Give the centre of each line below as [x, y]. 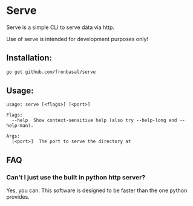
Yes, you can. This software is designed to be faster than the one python [97, 190]
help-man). [20, 126]
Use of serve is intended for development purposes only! [77, 39]
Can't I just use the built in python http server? [76, 177]
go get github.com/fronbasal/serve [51, 72]
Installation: [29, 58]
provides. [18, 197]
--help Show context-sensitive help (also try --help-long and [94, 121]
